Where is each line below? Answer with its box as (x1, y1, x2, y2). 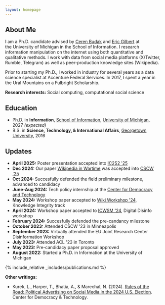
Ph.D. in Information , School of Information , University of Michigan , (12, 117, 150, 123)
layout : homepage (5, 7, 41, 12)
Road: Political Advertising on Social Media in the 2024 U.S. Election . (12, 289, 152, 295)
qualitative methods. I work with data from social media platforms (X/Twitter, (5, 54, 161, 60)
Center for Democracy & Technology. (12, 294, 88, 300)
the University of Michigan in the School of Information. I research (5, 44, 140, 50)
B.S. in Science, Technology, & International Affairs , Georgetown (12, 127, 147, 134)
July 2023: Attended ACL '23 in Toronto (12, 239, 95, 245)
